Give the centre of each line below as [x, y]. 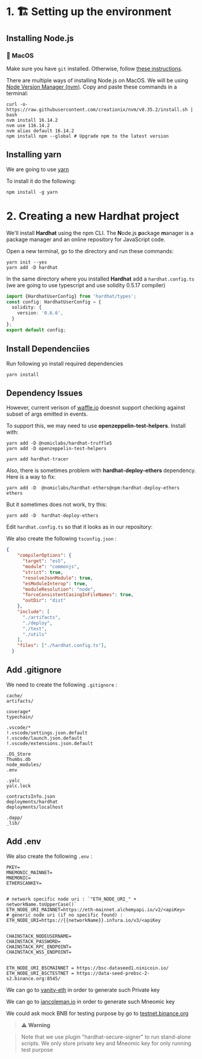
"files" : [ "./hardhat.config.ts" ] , [62, 646]
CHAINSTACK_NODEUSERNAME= [39, 936]
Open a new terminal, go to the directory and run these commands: [90, 251]
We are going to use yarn [38, 169]
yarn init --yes [27, 262]
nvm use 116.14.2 [28, 125]
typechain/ [20, 717]
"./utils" [34, 634]
